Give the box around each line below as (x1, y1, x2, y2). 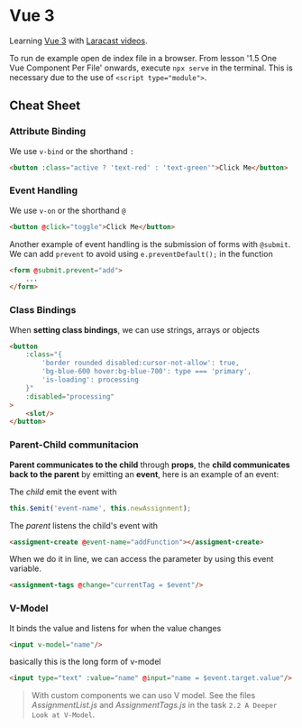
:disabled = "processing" (25, 392, 115, 401)
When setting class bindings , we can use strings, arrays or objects (9, 324, 260, 335)
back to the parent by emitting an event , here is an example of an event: (9, 468, 279, 479)
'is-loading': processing (41, 375, 140, 384)
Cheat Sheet (9, 98, 81, 114)
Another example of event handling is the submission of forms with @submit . (9, 238, 291, 249)
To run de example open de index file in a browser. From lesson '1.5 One (9, 52, 278, 63)
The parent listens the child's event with (9, 520, 159, 530)
